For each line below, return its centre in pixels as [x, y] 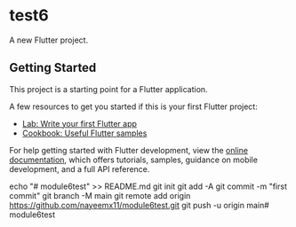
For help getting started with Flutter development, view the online [129, 150]
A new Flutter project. [49, 40]
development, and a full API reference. [80, 168]
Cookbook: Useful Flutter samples [84, 133]
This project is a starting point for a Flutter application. [108, 89]
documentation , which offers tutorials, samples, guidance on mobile [133, 160]
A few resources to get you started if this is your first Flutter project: [133, 106]
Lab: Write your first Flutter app [80, 123]
